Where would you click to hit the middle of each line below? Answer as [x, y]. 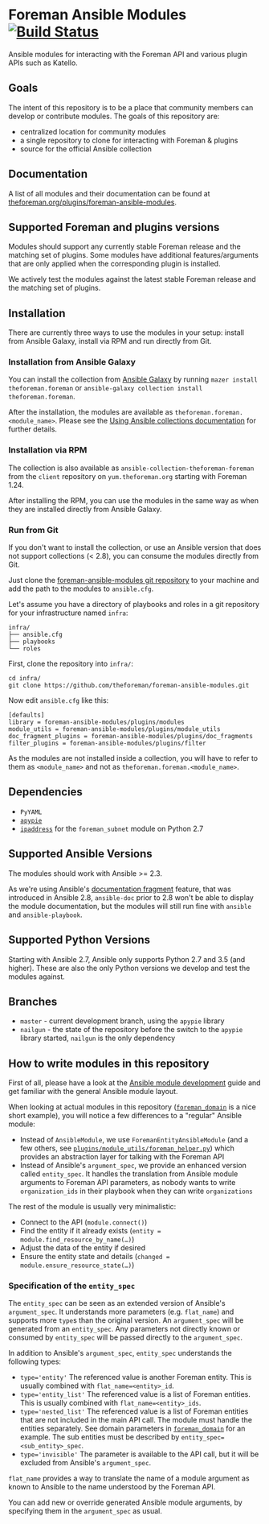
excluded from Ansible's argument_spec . [85, 1463]
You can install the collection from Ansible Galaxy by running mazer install [133, 379]
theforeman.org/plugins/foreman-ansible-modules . [92, 202]
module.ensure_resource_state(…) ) [77, 1265]
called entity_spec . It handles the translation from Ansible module [129, 1174]
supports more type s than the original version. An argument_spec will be [126, 1320]
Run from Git [33, 530]
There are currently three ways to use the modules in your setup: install [126, 332]
